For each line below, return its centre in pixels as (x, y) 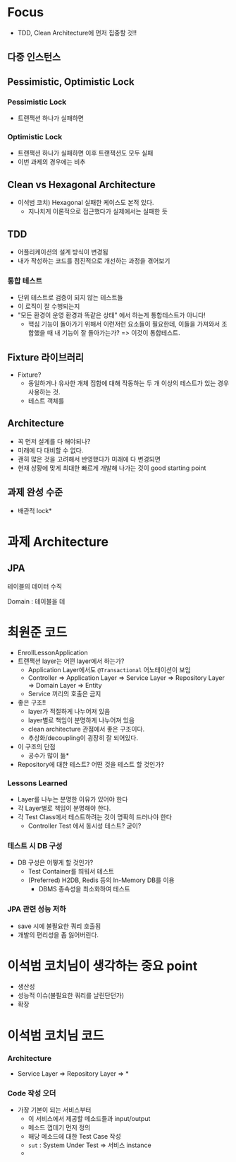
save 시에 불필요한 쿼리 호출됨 (59, 926)
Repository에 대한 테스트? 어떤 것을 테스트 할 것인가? (91, 764)
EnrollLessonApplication (52, 652)
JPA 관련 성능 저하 (37, 909)
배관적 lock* (35, 510)
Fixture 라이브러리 (46, 357)
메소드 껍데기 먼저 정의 (59, 1127)
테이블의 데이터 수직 (35, 586)
